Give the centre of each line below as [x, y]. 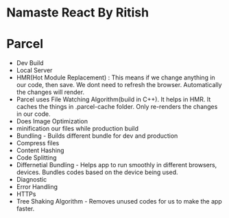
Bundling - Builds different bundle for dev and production [97, 136]
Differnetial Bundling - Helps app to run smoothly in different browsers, [117, 165]
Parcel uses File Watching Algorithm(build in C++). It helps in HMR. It [113, 99]
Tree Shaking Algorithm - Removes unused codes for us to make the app [119, 202]
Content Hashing [40, 150]
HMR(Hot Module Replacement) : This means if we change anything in [116, 77]
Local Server [34, 71]
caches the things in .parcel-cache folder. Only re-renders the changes [117, 107]
